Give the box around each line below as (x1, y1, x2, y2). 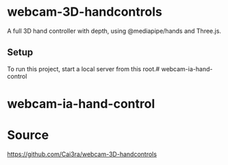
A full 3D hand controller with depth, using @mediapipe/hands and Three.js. (7, 27, 221, 35)
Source (7, 127, 49, 143)
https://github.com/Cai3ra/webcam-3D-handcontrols (7, 150, 157, 158)
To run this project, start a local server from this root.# (7, 64, 160, 73)
